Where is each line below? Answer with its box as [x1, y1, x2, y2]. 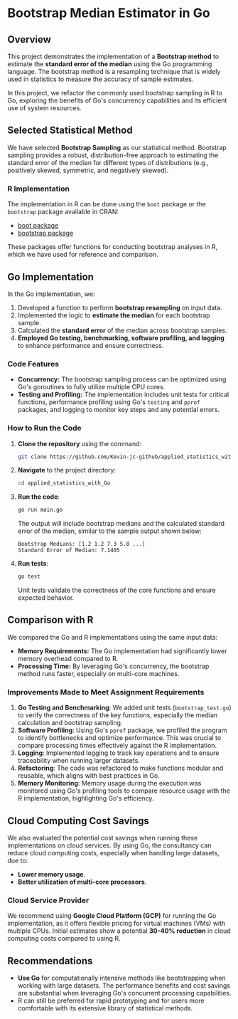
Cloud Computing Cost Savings [7, 815, 149, 827]
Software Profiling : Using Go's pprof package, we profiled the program [17, 726, 227, 734]
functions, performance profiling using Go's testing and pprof [17, 398, 200, 406]
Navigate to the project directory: [17, 466, 116, 475]
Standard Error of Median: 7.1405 [17, 547, 120, 554]
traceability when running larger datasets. [17, 756, 141, 765]
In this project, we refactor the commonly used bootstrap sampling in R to [7, 89, 222, 97]
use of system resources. [7, 104, 82, 112]
